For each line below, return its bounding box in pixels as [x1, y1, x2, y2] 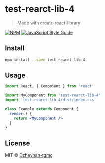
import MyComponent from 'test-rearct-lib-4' [5, 93, 101, 98]
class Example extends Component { [5, 107, 79, 112]
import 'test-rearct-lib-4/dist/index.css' [5, 98, 97, 103]
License [5, 139, 30, 147]
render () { [9, 111, 32, 116]
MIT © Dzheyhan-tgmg [5, 152, 53, 158]
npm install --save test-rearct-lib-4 [5, 57, 85, 62]
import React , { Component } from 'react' [5, 84, 94, 89]
